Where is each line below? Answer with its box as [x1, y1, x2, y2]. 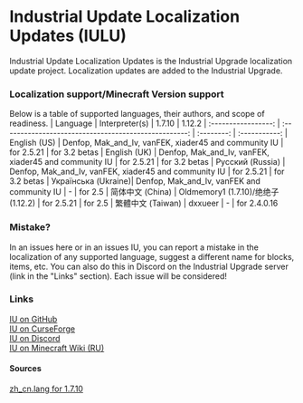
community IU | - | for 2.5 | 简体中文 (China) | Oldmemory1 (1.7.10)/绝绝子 [9, 187, 279, 197]
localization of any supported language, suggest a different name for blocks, [9, 251, 295, 262]
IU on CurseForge [9, 323, 75, 334]
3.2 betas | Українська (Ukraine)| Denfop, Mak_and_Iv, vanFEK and [9, 176, 260, 187]
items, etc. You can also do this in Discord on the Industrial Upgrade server [9, 261, 289, 272]
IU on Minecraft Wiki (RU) [9, 342, 105, 353]
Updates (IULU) [9, 25, 127, 46]
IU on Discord [9, 332, 61, 343]
